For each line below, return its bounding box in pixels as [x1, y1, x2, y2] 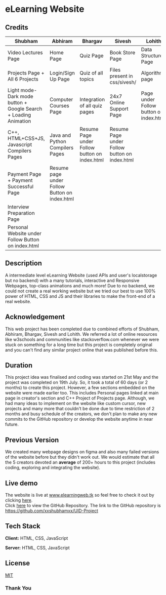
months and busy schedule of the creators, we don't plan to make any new [5, 411, 158, 417]
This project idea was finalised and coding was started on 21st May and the [5, 374, 159, 380]
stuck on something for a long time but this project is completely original [5, 342, 152, 348]
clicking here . [5, 497, 33, 503]
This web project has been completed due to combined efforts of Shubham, [5, 326, 160, 332]
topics [80, 76, 94, 82]
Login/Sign [49, 70, 75, 76]
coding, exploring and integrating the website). [5, 465, 100, 471]
